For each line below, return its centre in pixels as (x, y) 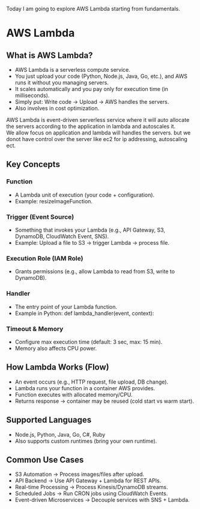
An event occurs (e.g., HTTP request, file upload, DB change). (92, 382)
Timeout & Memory (35, 329)
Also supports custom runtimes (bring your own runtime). (86, 441)
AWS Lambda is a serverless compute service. (72, 70)
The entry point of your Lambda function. (66, 306)
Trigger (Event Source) (40, 217)
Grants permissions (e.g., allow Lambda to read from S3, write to (95, 271)
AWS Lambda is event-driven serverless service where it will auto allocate (98, 120)
